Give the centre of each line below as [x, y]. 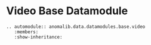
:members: [26, 32]
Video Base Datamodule [67, 11]
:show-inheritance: [38, 37]
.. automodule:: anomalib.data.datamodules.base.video [76, 27]
